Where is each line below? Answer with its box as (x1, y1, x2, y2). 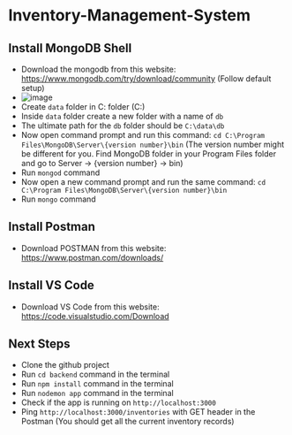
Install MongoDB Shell (8, 41, 132, 56)
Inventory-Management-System (8, 5, 251, 26)
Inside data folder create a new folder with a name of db (20, 111, 224, 121)
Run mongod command (20, 167, 101, 178)
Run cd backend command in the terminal (20, 369, 170, 380)
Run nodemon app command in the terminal (20, 388, 174, 399)
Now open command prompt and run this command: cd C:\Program (20, 130, 266, 140)
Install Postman (8, 219, 96, 234)
